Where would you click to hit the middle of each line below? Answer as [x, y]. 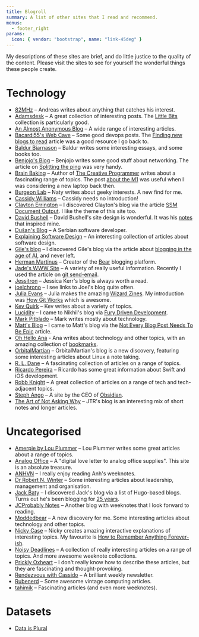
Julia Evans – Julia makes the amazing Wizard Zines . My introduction [99, 293]
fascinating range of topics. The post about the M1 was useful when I [99, 179]
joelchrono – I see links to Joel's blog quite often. [75, 287]
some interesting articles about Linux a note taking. [78, 357]
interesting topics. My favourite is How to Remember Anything [91, 537]
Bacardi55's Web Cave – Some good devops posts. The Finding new [99, 135]
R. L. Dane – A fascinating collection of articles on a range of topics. [98, 363]
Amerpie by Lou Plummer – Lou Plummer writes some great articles [97, 448]
